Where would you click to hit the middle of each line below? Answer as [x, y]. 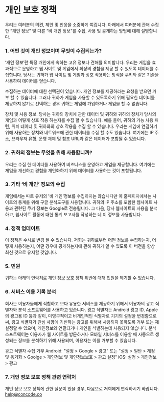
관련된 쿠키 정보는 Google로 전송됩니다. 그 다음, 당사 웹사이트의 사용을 [81, 208]
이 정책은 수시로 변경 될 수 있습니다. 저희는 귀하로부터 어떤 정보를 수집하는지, [78, 240]
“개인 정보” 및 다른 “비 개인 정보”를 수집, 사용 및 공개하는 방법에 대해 [75, 30]
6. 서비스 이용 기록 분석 [31, 292]
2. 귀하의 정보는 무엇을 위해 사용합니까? [49, 153]
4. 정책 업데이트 [23, 228]
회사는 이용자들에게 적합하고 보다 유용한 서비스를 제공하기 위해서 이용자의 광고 [80, 303]
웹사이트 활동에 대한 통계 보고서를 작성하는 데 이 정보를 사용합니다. [79, 214]
